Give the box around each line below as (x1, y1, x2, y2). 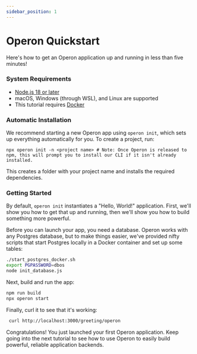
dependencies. (6, 174, 43, 181)
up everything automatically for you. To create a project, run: (6, 136, 155, 143)
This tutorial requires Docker (14, 101, 85, 108)
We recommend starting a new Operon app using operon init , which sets (6, 129, 187, 136)
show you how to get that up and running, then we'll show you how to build (6, 209, 190, 216)
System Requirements (6, 75, 72, 83)
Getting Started (6, 189, 52, 197)
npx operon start (6, 295, 49, 301)
